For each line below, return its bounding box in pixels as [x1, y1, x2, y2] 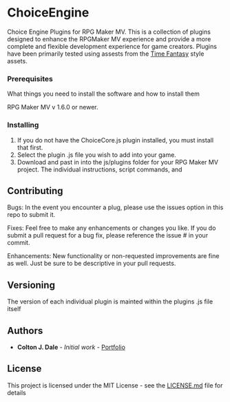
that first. [17, 143, 43, 151]
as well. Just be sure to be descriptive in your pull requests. [7, 260, 176, 268]
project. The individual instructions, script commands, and [17, 165, 182, 173]
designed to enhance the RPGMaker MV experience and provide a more [7, 34, 211, 43]
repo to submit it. [7, 211, 56, 219]
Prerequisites [7, 74, 53, 83]
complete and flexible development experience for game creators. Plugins [7, 42, 217, 50]
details [7, 388, 26, 396]
